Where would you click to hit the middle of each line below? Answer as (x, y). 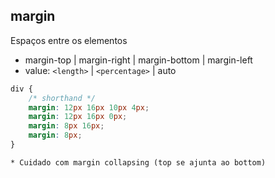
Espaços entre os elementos (69, 40)
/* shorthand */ (62, 98)
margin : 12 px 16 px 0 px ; (78, 117)
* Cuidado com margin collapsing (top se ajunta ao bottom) (138, 162)
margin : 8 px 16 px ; (66, 126)
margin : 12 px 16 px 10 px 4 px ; (89, 107)
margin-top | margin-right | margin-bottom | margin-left (138, 60)
